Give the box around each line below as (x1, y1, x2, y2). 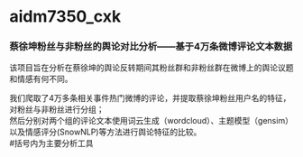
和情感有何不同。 (9, 74, 73, 85)
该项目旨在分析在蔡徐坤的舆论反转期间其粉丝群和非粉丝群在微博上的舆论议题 (9, 62, 294, 73)
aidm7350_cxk (9, 6, 122, 27)
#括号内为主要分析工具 (9, 138, 94, 149)
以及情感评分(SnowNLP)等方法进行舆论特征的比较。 (9, 126, 202, 137)
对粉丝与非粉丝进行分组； (9, 104, 105, 115)
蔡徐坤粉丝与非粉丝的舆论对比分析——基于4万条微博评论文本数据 (9, 41, 293, 53)
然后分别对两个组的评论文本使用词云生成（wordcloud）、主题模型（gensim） (9, 115, 293, 126)
